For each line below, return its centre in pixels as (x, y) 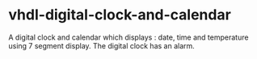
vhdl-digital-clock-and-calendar (120, 15)
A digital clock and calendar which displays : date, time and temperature (128, 37)
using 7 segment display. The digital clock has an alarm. (102, 45)
